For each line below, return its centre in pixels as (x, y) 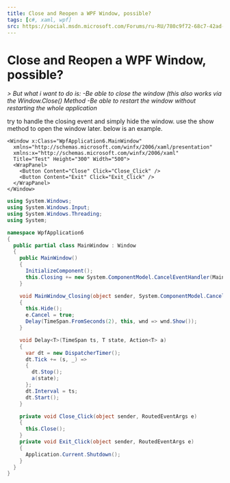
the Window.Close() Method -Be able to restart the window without (102, 101)
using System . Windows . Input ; (49, 208)
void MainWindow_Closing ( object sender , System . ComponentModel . (113, 296)
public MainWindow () (49, 258)
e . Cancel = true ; (50, 315)
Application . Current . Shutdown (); (73, 454)
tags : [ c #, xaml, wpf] (39, 20)
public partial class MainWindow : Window (75, 245)
